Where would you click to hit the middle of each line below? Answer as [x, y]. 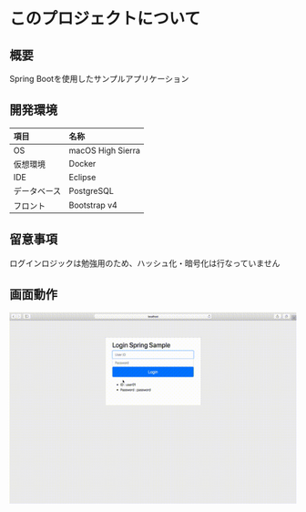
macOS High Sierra [105, 150]
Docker [82, 164]
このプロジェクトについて [105, 19]
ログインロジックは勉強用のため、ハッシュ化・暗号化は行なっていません [145, 263]
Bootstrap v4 [93, 205]
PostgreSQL [91, 190]
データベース [37, 191]
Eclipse [82, 178]
